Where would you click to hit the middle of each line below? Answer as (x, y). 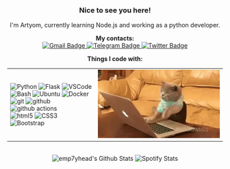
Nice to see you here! (115, 10)
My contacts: (115, 38)
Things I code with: (115, 59)
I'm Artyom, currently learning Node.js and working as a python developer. (115, 25)
